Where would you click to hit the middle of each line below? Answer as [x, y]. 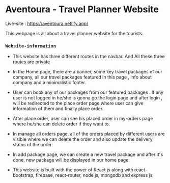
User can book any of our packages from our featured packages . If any [88, 92]
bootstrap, [23, 175]
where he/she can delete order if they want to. [61, 124]
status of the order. [33, 145]
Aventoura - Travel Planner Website [82, 9]
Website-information [31, 46]
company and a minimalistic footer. [49, 83]
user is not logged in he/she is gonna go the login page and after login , [88, 98]
